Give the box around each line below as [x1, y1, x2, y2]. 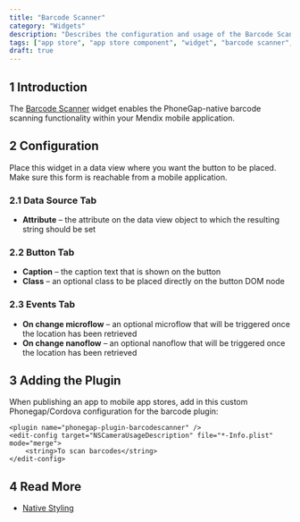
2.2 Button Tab [9, 246, 75, 258]
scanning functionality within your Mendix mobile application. [9, 113, 235, 123]
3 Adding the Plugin [9, 373, 121, 389]
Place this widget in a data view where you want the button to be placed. [9, 162, 277, 173]
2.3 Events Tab [9, 299, 76, 311]
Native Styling [21, 502, 74, 514]
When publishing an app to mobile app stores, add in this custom [9, 397, 248, 408]
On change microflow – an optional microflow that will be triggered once [21, 318, 290, 329]
